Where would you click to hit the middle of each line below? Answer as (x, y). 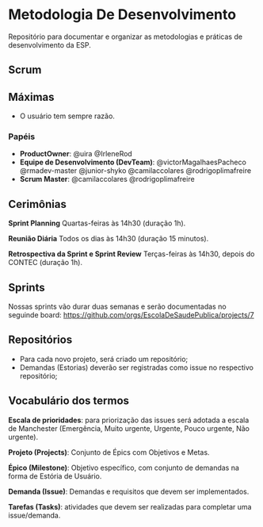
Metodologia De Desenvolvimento (122, 15)
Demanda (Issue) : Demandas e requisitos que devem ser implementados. (129, 491)
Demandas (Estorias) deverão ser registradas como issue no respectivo (136, 367)
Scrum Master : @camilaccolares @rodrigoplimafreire (107, 179)
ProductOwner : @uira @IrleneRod (76, 154)
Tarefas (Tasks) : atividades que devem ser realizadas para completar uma (130, 506)
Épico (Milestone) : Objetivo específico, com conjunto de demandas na (124, 467)
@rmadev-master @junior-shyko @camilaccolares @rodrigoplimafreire (135, 171)
